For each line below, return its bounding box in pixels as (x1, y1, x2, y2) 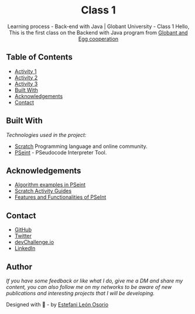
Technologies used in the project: (6, 131, 87, 138)
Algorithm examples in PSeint (14, 181, 86, 188)
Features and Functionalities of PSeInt (14, 194, 107, 201)
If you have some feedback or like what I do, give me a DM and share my (6, 277, 183, 284)
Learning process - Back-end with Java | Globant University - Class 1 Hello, (7, 23, 190, 30)
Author (6, 261, 32, 272)
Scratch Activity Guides (14, 188, 72, 195)
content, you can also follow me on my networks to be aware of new (6, 284, 172, 290)
